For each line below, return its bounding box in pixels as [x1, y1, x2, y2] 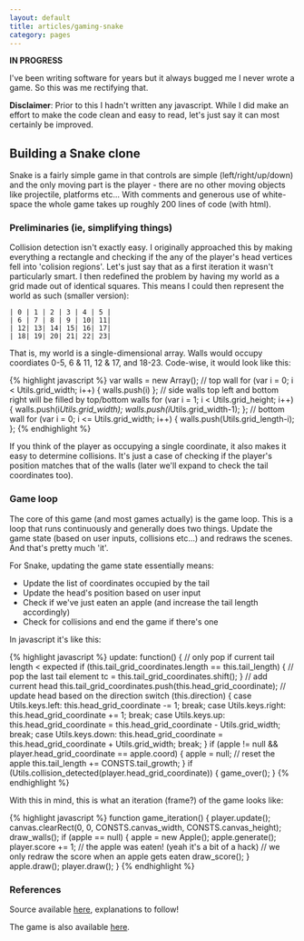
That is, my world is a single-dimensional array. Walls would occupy [9, 347, 263, 359]
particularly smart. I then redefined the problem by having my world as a [9, 271, 279, 282]
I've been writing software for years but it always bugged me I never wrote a [9, 73, 295, 84]
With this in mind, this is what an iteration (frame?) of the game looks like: [9, 795, 284, 806]
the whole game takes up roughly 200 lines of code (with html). [34, 199, 272, 210]
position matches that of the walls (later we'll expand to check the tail [9, 460, 269, 471]
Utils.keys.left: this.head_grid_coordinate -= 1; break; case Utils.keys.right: [9, 699, 287, 710]
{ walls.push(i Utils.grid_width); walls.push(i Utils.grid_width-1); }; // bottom [9, 404, 286, 415]
